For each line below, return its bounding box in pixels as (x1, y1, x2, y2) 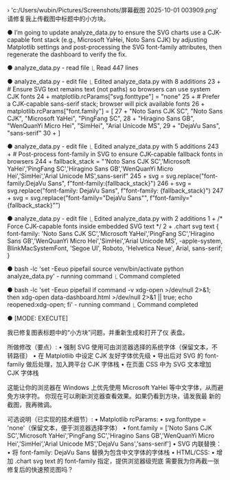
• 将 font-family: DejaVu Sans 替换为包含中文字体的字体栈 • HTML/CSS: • (7, 448, 215, 456)
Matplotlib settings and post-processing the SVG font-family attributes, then (7, 43, 222, 51)
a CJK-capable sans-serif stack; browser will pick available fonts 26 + (7, 100, 205, 108)
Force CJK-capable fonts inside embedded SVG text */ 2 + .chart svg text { (7, 222, 220, 230)
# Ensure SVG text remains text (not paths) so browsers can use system (7, 85, 211, 93)
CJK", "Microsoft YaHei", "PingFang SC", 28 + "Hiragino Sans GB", (7, 114, 195, 122)
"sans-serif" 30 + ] (7, 129, 60, 137)
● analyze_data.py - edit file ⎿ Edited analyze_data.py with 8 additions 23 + (7, 78, 221, 85)
